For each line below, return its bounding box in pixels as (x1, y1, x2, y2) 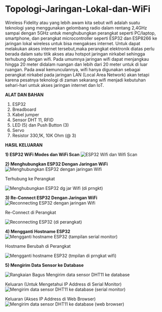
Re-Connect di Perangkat (5, 209, 56, 215)
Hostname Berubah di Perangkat (5, 243, 71, 249)
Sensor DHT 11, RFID (12, 117, 54, 123)
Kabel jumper (12, 111, 40, 117)
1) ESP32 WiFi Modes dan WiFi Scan (5, 151, 80, 157)
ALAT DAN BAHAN (5, 92, 44, 98)
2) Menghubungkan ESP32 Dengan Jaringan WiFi (5, 161, 108, 167)
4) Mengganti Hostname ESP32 (5, 228, 70, 234)
